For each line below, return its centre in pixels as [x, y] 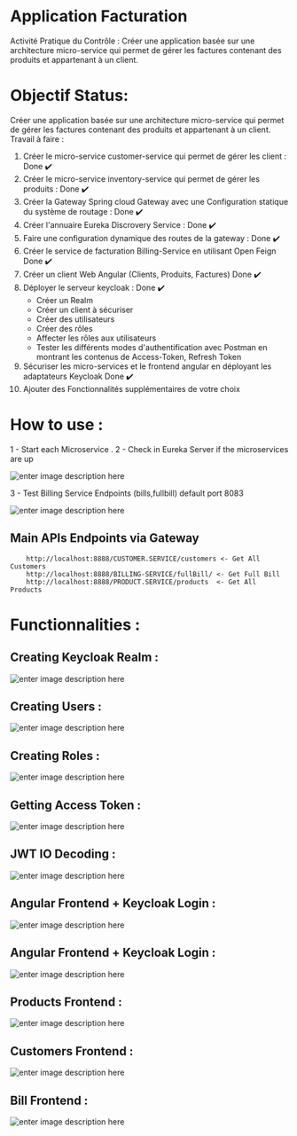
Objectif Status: [70, 96]
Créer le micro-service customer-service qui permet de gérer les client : [155, 156]
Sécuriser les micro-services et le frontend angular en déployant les [147, 366]
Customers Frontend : [72, 1051]
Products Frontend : [66, 1002]
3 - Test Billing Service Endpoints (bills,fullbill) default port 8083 [127, 493]
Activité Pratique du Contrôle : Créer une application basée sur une [133, 41]
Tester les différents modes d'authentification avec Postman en [152, 347]
